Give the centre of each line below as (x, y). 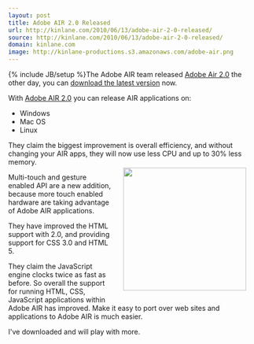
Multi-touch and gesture (48, 177)
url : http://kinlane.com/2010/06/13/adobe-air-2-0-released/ (110, 30)
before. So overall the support (57, 283)
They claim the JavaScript (50, 266)
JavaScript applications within (57, 300)
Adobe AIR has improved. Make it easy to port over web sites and (114, 308)
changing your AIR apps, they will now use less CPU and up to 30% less (125, 154)
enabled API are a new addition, (60, 185)
